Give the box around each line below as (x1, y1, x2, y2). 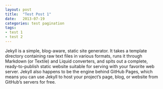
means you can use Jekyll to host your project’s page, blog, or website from (5, 74, 158, 80)
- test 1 (5, 30, 23, 35)
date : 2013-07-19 (5, 16, 45, 21)
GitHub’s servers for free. (5, 79, 56, 85)
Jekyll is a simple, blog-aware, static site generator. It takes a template (5, 47, 147, 54)
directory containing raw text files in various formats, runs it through (5, 53, 143, 59)
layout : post (5, 7, 32, 12)
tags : (5, 25, 16, 30)
